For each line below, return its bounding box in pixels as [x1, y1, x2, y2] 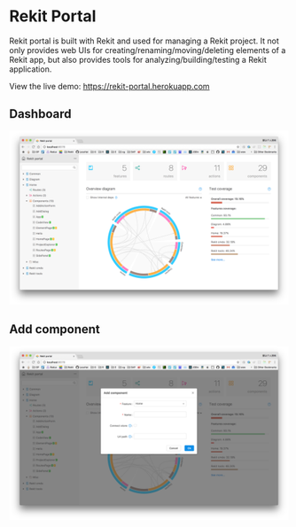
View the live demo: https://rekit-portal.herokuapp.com [9, 81, 210, 91]
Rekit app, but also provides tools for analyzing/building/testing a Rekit [9, 54, 268, 65]
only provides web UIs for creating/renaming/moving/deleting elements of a [9, 44, 286, 55]
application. [9, 64, 52, 74]
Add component [9, 322, 100, 337]
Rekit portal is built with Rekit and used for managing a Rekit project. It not [9, 35, 279, 46]
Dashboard [9, 106, 72, 121]
